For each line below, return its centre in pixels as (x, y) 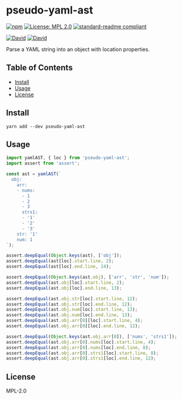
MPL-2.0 (16, 391)
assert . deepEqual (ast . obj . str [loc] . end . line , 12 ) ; (69, 304)
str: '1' (27, 234)
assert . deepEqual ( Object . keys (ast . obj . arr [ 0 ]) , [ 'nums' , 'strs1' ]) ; (92, 336)
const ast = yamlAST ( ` (34, 174)
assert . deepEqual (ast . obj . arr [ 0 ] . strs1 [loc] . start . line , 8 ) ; (82, 353)
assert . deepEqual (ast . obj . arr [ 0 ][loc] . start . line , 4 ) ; (75, 321)
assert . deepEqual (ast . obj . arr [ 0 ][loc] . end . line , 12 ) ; (73, 326)
